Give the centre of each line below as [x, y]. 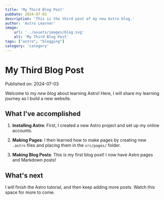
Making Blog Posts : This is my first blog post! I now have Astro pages [82, 155]
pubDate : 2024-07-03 [26, 14]
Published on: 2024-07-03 [32, 84]
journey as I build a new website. [38, 98]
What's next [24, 175]
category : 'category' [27, 46]
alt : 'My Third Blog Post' [41, 37]
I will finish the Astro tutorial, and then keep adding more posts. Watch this [80, 187]
